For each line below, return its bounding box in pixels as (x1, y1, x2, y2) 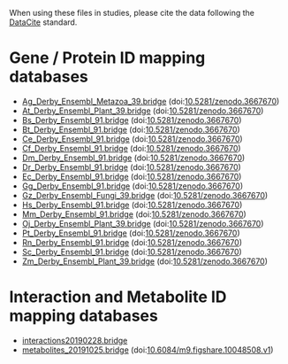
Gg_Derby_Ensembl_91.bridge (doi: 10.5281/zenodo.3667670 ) (21, 181, 244, 191)
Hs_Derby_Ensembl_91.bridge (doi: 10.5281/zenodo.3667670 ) (21, 199, 243, 210)
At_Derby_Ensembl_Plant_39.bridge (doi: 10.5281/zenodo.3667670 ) (21, 105, 264, 116)
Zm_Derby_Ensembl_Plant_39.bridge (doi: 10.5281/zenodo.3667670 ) (21, 256, 268, 267)
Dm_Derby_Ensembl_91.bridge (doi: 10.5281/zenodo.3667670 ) (21, 152, 246, 163)
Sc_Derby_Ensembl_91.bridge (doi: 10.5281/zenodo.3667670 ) (21, 246, 243, 257)
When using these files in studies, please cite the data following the (9, 8, 254, 18)
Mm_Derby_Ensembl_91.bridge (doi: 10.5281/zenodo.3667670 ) (21, 208, 247, 220)
